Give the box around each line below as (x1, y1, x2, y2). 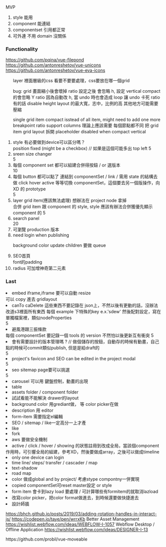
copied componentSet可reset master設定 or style (12, 482, 112, 488)
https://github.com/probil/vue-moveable (5, 536, 88, 542)
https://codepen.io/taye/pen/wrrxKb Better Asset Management (11, 516, 140, 522)
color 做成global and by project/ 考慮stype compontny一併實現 (12, 476, 140, 482)
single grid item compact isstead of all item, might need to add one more (12, 116, 161, 123)
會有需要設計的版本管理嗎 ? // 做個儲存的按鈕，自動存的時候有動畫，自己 (12, 338, 160, 344)
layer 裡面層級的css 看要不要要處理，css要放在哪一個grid (12, 78, 130, 84)
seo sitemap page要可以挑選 (12, 367, 70, 373)
